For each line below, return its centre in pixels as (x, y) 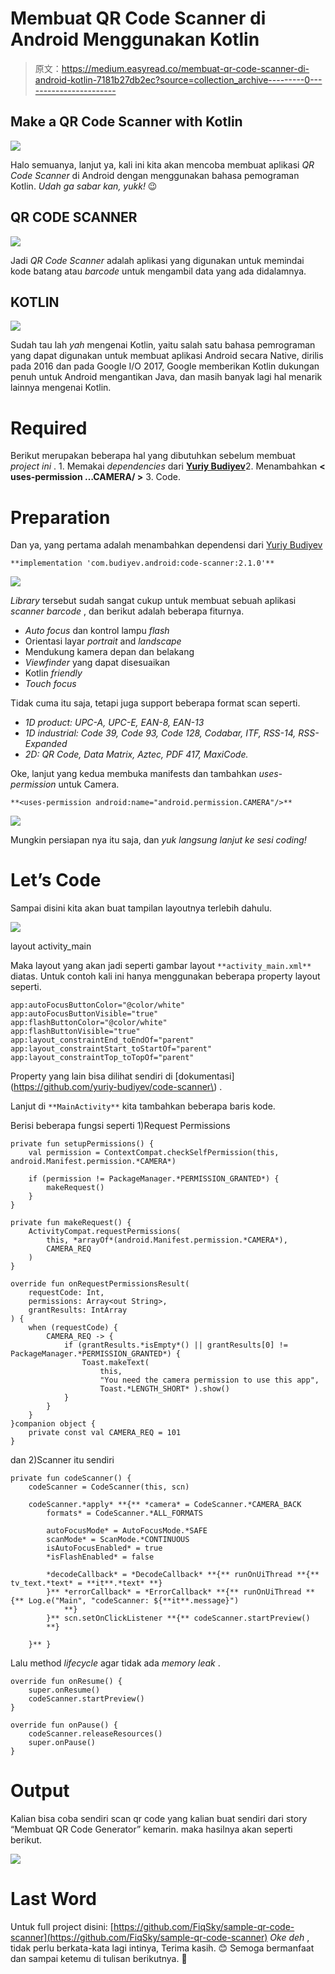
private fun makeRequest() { (71, 1223)
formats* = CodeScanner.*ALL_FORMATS (124, 1513)
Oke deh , (289, 1938)
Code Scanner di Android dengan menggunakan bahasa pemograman (155, 175)
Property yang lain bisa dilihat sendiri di (91, 1076)
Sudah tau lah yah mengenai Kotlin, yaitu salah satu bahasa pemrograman (163, 345)
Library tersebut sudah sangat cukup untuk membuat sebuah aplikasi (153, 601)
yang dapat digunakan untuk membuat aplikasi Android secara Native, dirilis (167, 356)
